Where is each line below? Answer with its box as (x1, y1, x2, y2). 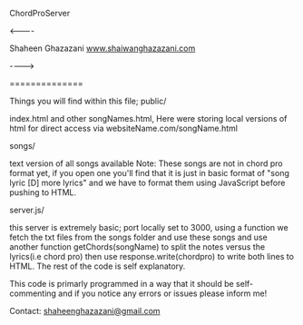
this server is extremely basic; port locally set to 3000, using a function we (9, 222, 288, 232)
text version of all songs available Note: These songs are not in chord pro (9, 158, 283, 169)
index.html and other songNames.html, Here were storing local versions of (9, 113, 288, 123)
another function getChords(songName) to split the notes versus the (9, 241, 266, 252)
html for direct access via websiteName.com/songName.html (9, 123, 239, 133)
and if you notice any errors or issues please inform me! (58, 288, 268, 299)
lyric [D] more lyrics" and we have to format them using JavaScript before (9, 177, 286, 188)
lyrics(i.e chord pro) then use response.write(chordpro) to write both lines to (9, 251, 295, 261)
